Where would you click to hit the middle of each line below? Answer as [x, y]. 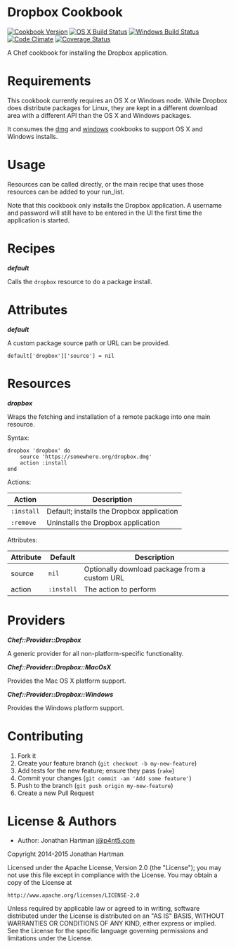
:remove [24, 522]
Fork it [27, 756]
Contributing [45, 736]
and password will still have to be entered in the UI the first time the [105, 213]
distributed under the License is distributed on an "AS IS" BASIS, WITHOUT [116, 916]
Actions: [19, 482]
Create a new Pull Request [56, 793]
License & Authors [62, 821]
